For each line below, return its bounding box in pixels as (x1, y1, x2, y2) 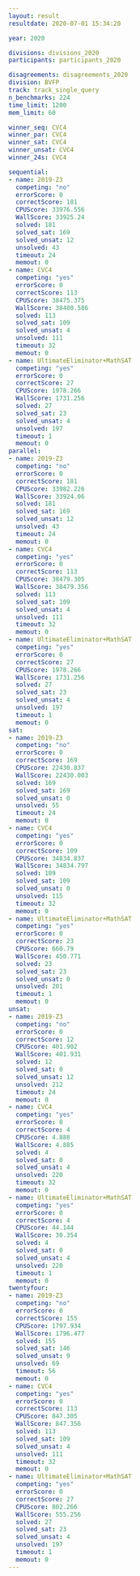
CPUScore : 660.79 (15, 945, 74, 953)
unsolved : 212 (15, 1080, 63, 1089)
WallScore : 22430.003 (15, 771, 89, 779)
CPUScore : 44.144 (15, 1224, 74, 1232)
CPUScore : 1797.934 (15, 1321, 82, 1330)
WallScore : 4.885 (15, 1140, 74, 1149)
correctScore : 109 (15, 847, 78, 855)
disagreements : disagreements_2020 (8, 71, 129, 79)
